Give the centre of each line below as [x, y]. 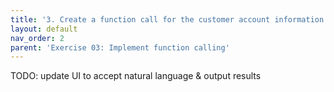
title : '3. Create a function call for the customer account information [167, 19]
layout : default [44, 29]
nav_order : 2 [37, 38]
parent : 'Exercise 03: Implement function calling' [120, 47]
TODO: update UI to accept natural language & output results [136, 76]
